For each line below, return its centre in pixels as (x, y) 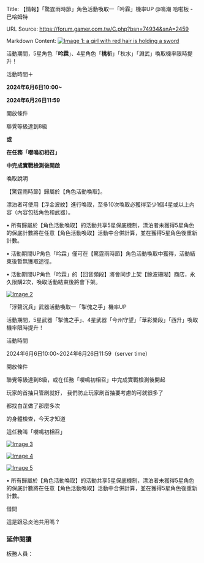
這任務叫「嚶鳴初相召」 (36, 432)
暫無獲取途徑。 (36, 261)
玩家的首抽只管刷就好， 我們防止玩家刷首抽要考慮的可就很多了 (85, 393)
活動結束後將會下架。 (74, 282)
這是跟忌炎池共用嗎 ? (33, 522)
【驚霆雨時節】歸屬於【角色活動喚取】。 (56, 191)
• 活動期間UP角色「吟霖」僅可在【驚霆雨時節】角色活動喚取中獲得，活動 (98, 254)
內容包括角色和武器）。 (45, 212)
